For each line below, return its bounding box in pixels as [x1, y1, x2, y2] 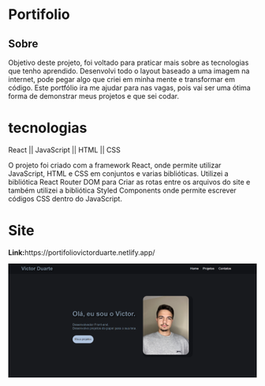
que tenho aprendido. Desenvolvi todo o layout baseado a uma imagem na [8, 66, 250, 76]
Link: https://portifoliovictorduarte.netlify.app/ [8, 247, 155, 257]
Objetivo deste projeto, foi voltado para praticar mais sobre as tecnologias [8, 58, 249, 67]
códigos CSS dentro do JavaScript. [8, 193, 122, 203]
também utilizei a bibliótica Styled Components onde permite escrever [8, 186, 237, 195]
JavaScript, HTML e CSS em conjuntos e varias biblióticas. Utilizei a [8, 168, 229, 178]
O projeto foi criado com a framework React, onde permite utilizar [8, 160, 222, 170]
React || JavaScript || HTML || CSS [8, 144, 121, 155]
